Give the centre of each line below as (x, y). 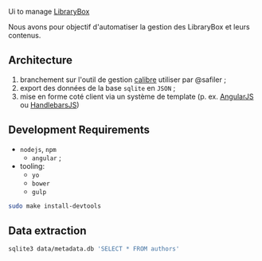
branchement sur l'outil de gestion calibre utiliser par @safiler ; (123, 80)
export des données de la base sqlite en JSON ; (98, 88)
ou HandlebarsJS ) (49, 105)
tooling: (32, 166)
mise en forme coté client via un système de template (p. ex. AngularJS (137, 96)
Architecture (41, 60)
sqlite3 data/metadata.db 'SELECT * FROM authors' (94, 249)
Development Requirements (79, 130)
